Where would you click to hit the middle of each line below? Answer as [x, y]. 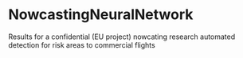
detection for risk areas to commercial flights [82, 44]
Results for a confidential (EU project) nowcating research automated [122, 37]
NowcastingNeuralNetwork [101, 15]
